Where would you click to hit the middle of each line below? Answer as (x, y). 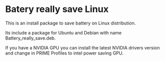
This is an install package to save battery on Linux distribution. (71, 23)
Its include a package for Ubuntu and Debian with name (63, 32)
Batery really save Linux (57, 9)
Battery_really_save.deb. (30, 38)
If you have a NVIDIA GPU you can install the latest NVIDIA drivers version (82, 47)
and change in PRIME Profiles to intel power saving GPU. (64, 53)
